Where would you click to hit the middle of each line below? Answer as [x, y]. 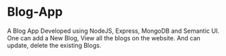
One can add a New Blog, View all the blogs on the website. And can [104, 38]
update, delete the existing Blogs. [54, 45]
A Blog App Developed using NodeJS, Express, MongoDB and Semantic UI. [113, 31]
